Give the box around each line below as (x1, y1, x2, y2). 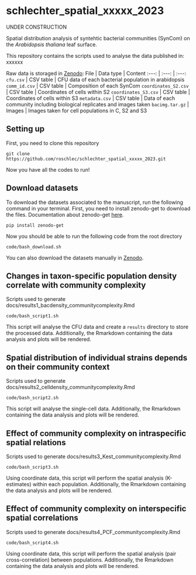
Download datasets (6, 183, 78, 193)
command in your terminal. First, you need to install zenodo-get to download (6, 205, 191, 212)
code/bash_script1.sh (6, 313, 59, 319)
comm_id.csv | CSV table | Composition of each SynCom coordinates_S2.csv (6, 82, 189, 89)
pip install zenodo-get (6, 222, 64, 228)
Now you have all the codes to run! (6, 166, 90, 173)
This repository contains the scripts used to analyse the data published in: (6, 52, 184, 59)
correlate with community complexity (6, 280, 146, 290)
